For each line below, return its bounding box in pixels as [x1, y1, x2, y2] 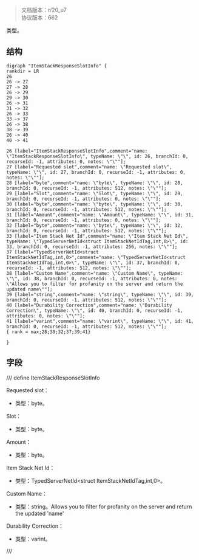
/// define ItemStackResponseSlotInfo [6, 374, 100, 381]
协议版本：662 [21, 14, 58, 21]
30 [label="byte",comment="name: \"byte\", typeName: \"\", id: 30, [6, 201, 183, 207]
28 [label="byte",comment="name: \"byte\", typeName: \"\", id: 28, [6, 180, 183, 186]
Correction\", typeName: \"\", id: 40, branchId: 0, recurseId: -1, [6, 308, 183, 314]
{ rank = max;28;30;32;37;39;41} [6, 329, 91, 335]
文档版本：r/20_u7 [21, 6, 67, 14]
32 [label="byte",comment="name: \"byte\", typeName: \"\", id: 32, [6, 223, 183, 229]
